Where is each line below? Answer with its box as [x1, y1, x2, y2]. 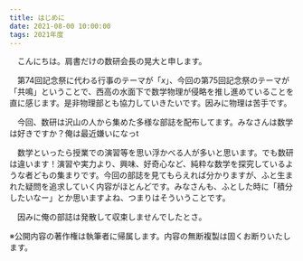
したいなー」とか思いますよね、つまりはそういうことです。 [9, 192, 231, 203]
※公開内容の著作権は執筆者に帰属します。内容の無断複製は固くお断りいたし [9, 231, 291, 242]
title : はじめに [9, 13, 65, 23]
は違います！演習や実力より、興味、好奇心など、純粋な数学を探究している [9, 159, 287, 170]
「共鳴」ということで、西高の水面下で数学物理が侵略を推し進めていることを [9, 87, 295, 98]
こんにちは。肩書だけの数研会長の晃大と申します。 [16, 56, 207, 67]
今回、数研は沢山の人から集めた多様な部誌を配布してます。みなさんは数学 [16, 117, 294, 127]
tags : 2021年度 [9, 30, 64, 39]
